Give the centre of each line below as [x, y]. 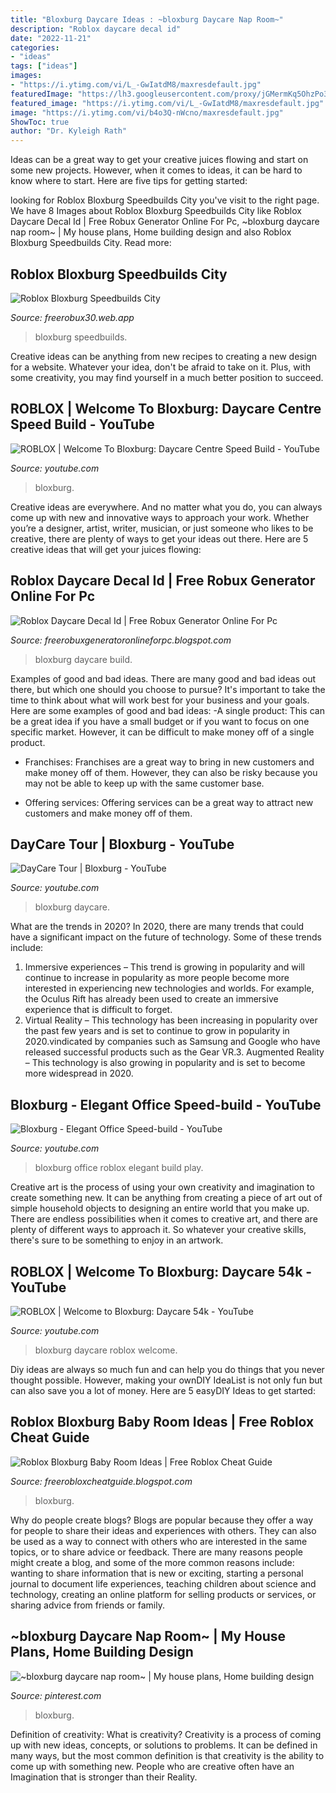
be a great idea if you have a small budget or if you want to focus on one [160, 721]
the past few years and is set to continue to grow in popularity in [157, 1031]
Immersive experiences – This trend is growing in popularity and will [164, 967]
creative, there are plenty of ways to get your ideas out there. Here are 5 [159, 538]
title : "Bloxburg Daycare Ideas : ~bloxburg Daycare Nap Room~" [147, 19]
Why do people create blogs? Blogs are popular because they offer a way [162, 1520]
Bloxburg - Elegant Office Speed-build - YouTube [166, 1104]
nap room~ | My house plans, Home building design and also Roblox [151, 232]
